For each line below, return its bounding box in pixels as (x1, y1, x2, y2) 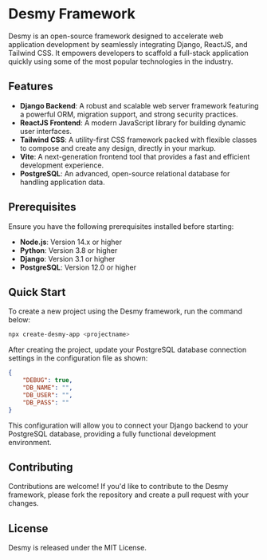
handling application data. (19, 177, 105, 187)
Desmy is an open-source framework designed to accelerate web (8, 31, 224, 41)
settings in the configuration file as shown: (8, 353, 148, 363)
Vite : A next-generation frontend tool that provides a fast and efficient (19, 152, 250, 161)
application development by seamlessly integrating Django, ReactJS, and (8, 39, 249, 49)
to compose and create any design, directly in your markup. (19, 143, 217, 152)
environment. (8, 437, 52, 447)
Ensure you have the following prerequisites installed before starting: (8, 221, 234, 231)
